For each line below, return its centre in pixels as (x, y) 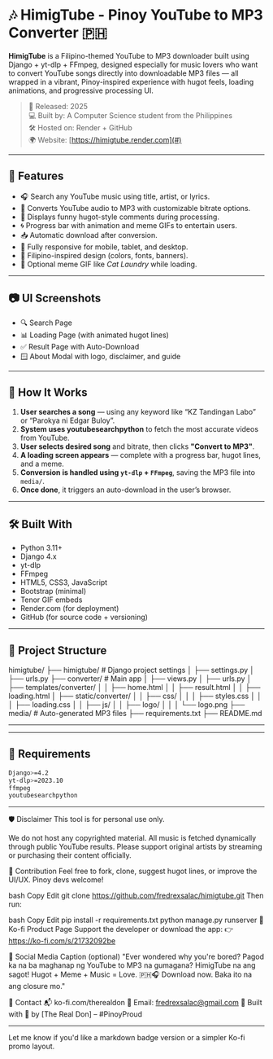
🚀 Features (36, 176)
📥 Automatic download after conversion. (89, 235)
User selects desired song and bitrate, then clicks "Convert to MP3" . (137, 446)
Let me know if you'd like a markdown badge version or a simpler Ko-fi (127, 1038)
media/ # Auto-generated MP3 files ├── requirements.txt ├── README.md (135, 713)
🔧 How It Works (48, 392)
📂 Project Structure (58, 650)
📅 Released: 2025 (58, 106)
